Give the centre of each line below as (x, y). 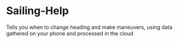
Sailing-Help (38, 11)
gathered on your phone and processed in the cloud (70, 33)
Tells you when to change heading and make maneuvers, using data (89, 27)
